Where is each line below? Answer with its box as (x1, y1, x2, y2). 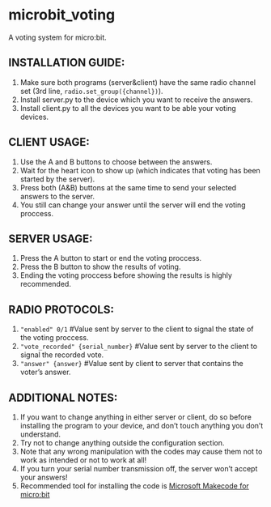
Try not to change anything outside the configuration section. (19, 438, 225, 447)
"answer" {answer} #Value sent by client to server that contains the (19, 359, 244, 369)
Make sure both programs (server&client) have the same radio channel (19, 77, 256, 87)
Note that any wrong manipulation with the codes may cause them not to (19, 447, 263, 456)
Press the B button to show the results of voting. (19, 262, 181, 272)
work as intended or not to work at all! (19, 455, 147, 465)
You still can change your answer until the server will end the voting (19, 200, 246, 210)
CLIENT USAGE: (8, 135, 91, 149)
